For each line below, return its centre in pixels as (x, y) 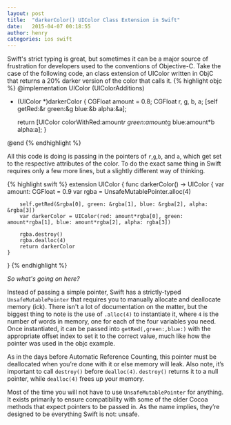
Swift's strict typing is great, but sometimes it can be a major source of (108, 59)
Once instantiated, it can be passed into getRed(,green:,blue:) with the (109, 329)
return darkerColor (48, 247)
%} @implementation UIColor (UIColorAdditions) (76, 88)
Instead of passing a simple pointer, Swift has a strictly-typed (94, 292)
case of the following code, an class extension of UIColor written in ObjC (110, 74)
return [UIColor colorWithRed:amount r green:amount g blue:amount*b (116, 122)
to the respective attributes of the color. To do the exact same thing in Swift (114, 164)
